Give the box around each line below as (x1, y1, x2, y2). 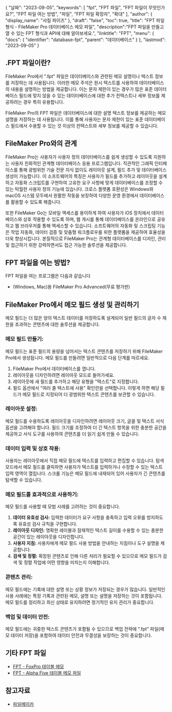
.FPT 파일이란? (5, 59, 51, 67)
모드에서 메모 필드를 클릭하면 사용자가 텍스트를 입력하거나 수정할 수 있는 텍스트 (5, 464, 163, 470)
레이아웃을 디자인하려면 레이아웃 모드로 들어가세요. (12, 372, 114, 378)
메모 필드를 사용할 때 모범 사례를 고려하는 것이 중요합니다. (5, 503, 121, 510)
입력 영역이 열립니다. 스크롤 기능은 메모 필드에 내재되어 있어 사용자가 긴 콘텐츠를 (5, 470, 166, 477)
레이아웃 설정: (5, 405, 37, 412)
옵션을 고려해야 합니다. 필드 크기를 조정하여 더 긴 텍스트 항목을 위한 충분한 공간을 (5, 424, 167, 430)
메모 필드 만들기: (5, 336, 44, 343)
